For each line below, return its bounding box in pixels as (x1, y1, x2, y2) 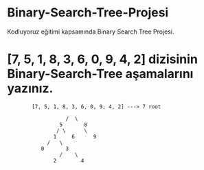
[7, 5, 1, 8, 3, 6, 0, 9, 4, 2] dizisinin (7, 51, 198, 67)
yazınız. (7, 81, 54, 97)
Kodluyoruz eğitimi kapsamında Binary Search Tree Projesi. (7, 27, 174, 36)
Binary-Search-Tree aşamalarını (7, 66, 194, 82)
